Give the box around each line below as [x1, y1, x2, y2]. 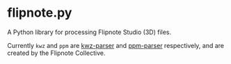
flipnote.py [7, 5, 72, 21]
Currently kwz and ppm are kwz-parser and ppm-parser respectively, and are [7, 41, 225, 49]
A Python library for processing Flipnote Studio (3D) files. [7, 28, 172, 36]
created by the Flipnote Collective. [7, 49, 106, 57]
